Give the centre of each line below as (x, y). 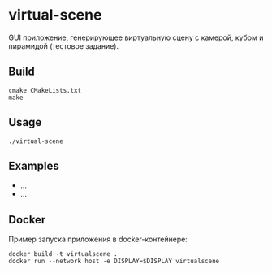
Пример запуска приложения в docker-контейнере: (98, 239)
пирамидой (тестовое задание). (64, 45)
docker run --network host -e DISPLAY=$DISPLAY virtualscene (114, 262)
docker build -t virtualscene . (63, 254)
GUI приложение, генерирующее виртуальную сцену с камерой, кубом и (136, 37)
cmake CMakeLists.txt (45, 90)
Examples (34, 165)
